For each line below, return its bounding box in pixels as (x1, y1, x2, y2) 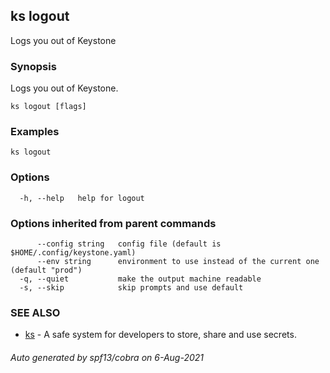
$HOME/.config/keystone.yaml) (10, 248, 137, 258)
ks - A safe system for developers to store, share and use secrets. (24, 329, 297, 341)
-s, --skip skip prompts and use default (19, 283, 244, 293)
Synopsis (10, 59, 57, 73)
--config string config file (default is (36, 239, 222, 249)
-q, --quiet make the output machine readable (19, 274, 262, 284)
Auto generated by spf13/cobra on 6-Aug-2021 (10, 351, 205, 363)
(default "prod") (10, 265, 83, 275)
